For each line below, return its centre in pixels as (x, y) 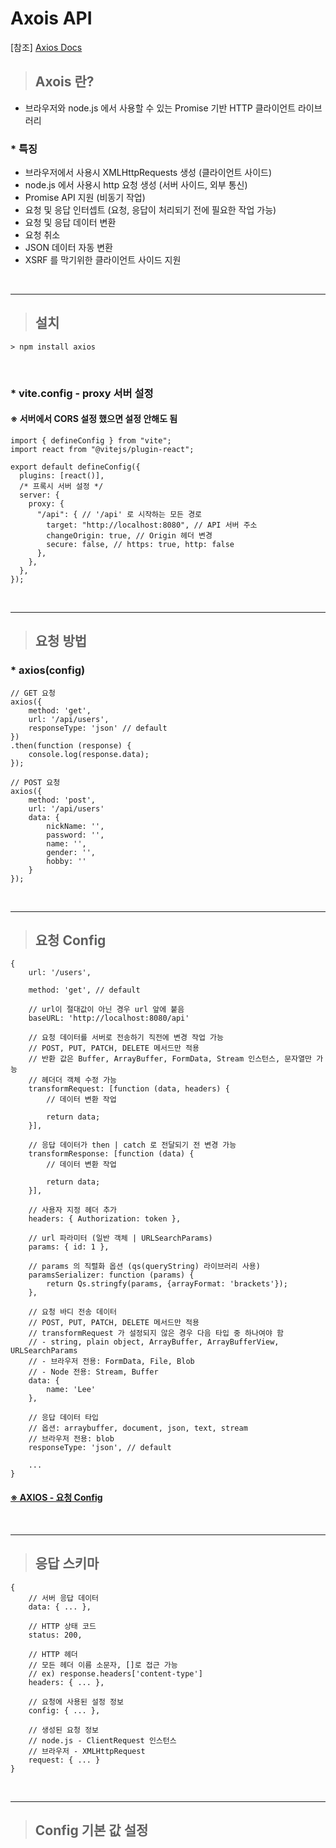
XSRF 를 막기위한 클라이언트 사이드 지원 (103, 260)
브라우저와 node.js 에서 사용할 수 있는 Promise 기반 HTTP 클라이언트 (160, 108)
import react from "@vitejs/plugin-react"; (102, 449)
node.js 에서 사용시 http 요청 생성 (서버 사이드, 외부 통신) (136, 185)
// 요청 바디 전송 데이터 (73, 1312)
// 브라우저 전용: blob (71, 1439)
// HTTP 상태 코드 (62, 1626)
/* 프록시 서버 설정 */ (61, 486)
